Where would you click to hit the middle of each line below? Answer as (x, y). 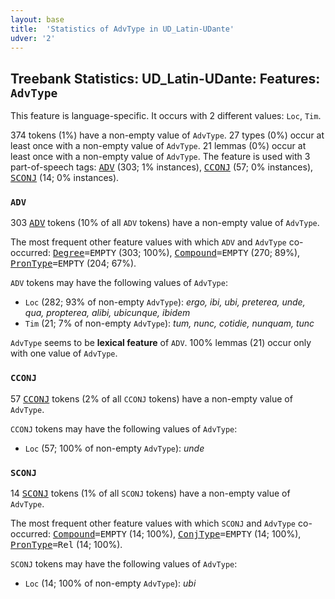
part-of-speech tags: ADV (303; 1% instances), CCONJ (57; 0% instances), (162, 167)
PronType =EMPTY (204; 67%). (73, 263)
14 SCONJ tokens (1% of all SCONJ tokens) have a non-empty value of (150, 493)
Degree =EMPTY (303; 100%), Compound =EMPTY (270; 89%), (176, 253)
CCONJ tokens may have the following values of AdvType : (124, 428)
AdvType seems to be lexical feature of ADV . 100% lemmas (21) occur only (161, 343)
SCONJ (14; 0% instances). (65, 178)
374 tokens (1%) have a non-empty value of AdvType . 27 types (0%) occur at (167, 135)
